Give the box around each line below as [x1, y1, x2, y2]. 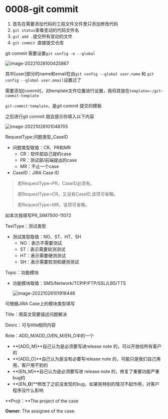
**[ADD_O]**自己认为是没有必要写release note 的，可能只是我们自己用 [12, 356, 161, 362]
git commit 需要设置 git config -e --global [5, 50, 95, 56]
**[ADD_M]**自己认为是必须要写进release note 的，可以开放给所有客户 [12, 343, 162, 349]
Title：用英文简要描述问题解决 [5, 311, 67, 317]
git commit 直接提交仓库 [12, 39, 64, 46]
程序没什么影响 [12, 387, 44, 393]
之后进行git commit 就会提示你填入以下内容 [5, 113, 94, 119]
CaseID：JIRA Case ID [12, 169, 59, 175]
